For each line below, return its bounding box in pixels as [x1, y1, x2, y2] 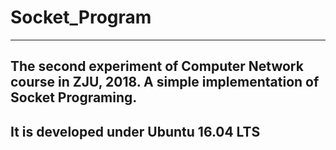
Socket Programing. [10, 89, 138, 106]
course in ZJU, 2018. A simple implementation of [10, 74, 320, 91]
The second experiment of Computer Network [10, 58, 304, 75]
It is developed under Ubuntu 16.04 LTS [10, 123, 261, 140]
